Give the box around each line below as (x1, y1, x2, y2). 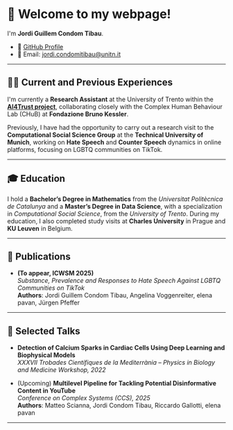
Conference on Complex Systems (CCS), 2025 (17, 394, 150, 402)
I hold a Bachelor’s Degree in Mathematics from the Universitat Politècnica (7, 194, 223, 203)
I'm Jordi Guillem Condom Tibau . (7, 29, 104, 37)
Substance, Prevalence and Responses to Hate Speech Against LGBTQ (17, 277, 221, 285)
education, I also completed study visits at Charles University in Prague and (7, 216, 226, 225)
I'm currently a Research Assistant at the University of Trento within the (7, 95, 214, 103)
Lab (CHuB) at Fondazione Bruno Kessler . (7, 110, 129, 118)
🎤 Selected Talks (7, 325, 81, 337)
